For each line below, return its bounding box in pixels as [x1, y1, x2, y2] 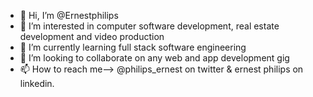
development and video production [19, 31, 165, 42]
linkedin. [19, 78, 55, 89]
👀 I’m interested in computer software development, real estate [19, 20, 280, 32]
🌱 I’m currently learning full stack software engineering [19, 41, 247, 53]
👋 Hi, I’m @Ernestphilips [19, 10, 119, 21]
